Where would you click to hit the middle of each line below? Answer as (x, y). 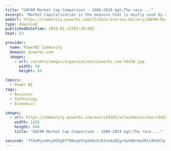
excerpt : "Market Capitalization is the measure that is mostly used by (84, 15)
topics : (13, 80)
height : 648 (27, 127)
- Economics (23, 104)
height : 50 (30, 71)
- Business (21, 94)
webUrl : (13, 19)
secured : (15, 141)
